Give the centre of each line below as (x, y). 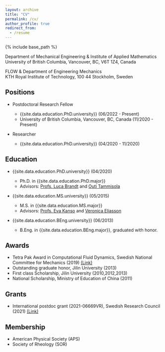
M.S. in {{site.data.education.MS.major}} (61, 205)
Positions (20, 92)
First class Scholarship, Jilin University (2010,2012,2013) (70, 273)
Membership (25, 327)
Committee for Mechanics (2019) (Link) (52, 263)
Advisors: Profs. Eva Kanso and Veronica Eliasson (70, 211)
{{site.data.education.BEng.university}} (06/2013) (63, 220)
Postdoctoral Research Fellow (43, 104)
